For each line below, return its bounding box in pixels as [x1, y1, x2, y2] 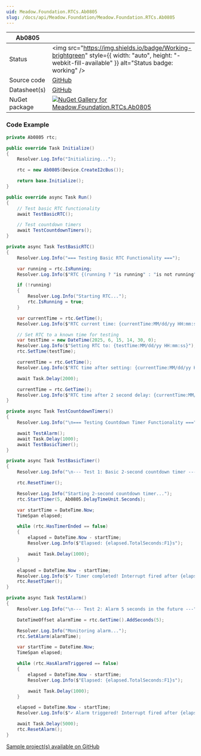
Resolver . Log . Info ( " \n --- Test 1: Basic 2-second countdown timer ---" [17, 469, 199, 475]
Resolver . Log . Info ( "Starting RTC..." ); [28, 293, 127, 300]
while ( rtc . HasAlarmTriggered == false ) [17, 661, 119, 667]
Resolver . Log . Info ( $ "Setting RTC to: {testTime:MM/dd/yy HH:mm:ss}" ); [17, 343, 197, 349]
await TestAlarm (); [17, 430, 66, 436]
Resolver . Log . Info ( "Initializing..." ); [17, 156, 117, 162]
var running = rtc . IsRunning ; [17, 266, 93, 272]
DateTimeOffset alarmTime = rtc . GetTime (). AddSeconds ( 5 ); [17, 617, 165, 623]
